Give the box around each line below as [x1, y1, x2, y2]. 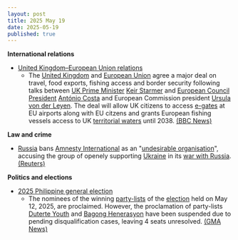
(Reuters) [17, 160, 46, 168]
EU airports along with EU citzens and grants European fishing [28, 109, 212, 118]
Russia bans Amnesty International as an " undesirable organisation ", [17, 144, 219, 153]
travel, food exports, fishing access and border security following [28, 79, 220, 88]
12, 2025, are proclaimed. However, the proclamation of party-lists [28, 202, 223, 211]
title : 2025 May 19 [7, 17, 66, 24]
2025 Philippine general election [17, 187, 113, 196]
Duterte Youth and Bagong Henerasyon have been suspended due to [28, 209, 232, 218]
